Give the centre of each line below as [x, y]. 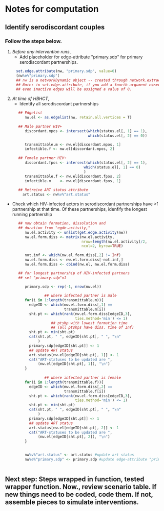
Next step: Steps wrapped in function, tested [75, 479]
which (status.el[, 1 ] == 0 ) [112, 167]
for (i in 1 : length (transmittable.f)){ [64, 382]
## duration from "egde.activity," [54, 228]
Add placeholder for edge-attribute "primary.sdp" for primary [81, 57]
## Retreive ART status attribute [53, 190]
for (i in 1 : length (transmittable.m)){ [64, 300]
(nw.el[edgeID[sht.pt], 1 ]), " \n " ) [74, 364]
